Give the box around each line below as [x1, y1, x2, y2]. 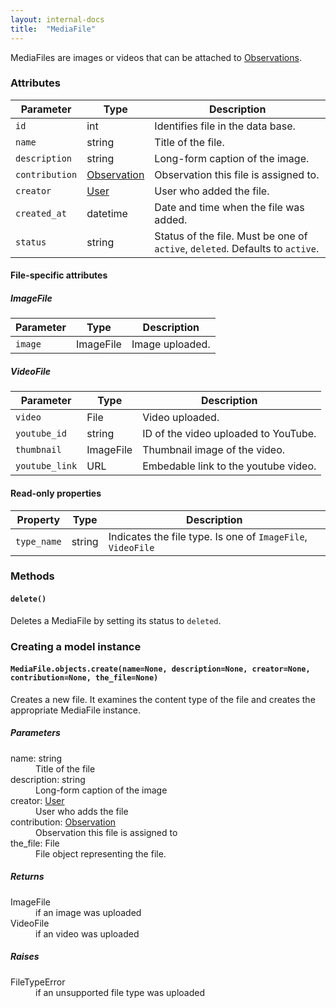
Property [16, 512, 61, 526]
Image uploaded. [131, 337, 211, 351]
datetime [86, 206, 128, 220]
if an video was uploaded [35, 927, 140, 940]
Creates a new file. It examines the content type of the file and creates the [10, 693, 316, 705]
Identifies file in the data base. [154, 119, 296, 133]
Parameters [10, 727, 61, 739]
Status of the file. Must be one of [154, 229, 308, 243]
